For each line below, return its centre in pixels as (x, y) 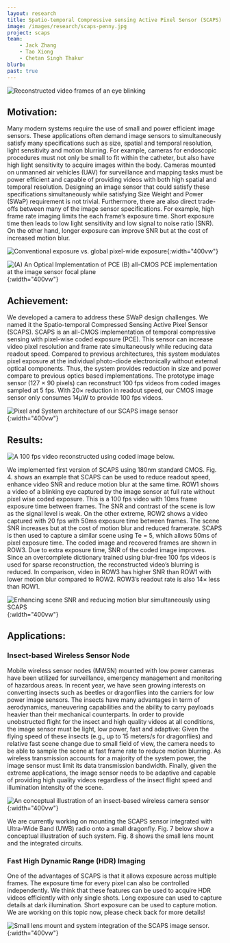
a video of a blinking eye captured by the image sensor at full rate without (111, 491)
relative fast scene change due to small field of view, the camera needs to (111, 743)
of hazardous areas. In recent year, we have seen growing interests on (106, 685)
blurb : (16, 65)
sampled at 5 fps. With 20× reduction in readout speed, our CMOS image (110, 390)
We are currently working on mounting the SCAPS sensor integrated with (110, 821)
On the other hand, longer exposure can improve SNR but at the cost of (108, 231)
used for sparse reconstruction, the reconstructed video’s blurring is (103, 565)
